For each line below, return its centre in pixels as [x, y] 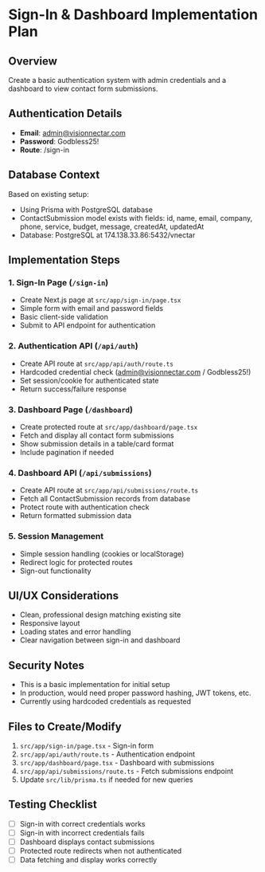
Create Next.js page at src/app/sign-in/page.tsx [100, 300]
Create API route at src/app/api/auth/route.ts [96, 363]
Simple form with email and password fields [92, 308]
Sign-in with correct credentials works [82, 823]
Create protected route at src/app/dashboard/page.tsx [109, 426]
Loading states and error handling [75, 632]
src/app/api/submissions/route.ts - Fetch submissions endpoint [127, 771]
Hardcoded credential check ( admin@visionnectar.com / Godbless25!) [135, 371]
